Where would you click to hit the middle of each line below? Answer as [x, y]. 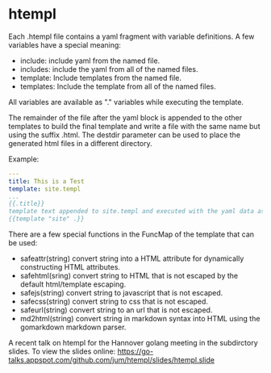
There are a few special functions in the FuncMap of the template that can [131, 234]
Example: [24, 159]
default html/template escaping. [73, 284]
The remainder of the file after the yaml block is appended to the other [125, 117]
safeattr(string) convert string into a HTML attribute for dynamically [132, 258]
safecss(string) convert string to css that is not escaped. [114, 302]
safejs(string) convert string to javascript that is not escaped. [121, 293]
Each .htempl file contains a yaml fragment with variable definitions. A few [131, 36]
